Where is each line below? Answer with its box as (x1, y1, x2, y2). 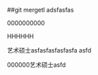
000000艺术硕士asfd (7, 61, 66, 69)
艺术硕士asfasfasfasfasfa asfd (7, 46, 92, 54)
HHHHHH (7, 32, 34, 40)
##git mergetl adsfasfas (7, 6, 74, 14)
